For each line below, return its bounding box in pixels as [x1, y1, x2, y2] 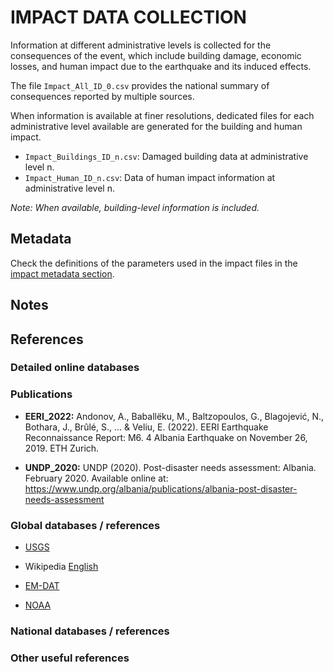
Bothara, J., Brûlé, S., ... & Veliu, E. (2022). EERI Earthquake [24, 421, 269, 433]
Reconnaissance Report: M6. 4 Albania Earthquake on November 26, [24, 431, 308, 443]
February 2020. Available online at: [24, 472, 169, 484]
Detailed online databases [10, 361, 140, 375]
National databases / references [10, 624, 170, 638]
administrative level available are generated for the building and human [10, 120, 303, 132]
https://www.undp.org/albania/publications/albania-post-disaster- [24, 482, 298, 495]
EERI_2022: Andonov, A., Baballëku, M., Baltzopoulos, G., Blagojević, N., [24, 410, 325, 422]
